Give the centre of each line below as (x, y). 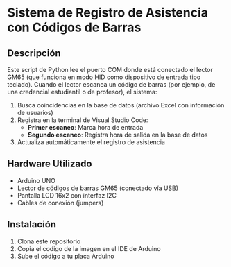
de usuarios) (35, 113)
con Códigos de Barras (74, 27)
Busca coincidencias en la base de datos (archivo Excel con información (121, 105)
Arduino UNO (36, 180)
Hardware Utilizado (50, 164)
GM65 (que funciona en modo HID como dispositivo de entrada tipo (104, 77)
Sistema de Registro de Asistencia (108, 13)
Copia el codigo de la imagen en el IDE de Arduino (89, 248)
